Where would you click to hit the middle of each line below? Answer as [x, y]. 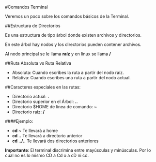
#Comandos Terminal [26, 7]
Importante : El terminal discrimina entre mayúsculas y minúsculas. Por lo [78, 150]
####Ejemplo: [19, 121]
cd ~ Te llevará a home [35, 131]
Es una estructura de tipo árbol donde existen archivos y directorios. [73, 35]
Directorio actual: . [31, 96]
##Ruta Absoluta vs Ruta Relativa [38, 63]
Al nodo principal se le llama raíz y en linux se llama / [58, 54]
